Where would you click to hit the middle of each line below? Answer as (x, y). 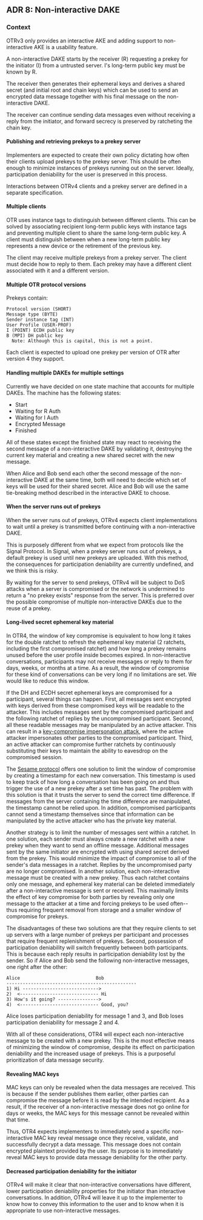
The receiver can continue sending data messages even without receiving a (101, 114)
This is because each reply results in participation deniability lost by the (96, 954)
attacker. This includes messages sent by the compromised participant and (100, 712)
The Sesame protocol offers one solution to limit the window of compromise (101, 769)
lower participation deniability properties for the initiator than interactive (96, 1191)
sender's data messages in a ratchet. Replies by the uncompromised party (99, 864)
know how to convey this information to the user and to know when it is (95, 1204)
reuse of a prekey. (29, 608)
